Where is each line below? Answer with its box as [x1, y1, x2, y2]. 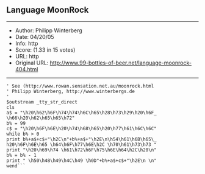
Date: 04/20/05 [15, 33, 54, 40]
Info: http [15, 40, 38, 47]
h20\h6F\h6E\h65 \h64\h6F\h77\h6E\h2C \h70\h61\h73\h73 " [6, 141, 157, 148]
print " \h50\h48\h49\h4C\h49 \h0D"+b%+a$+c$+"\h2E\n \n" [6, 158, 157, 164]
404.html [15, 65, 38, 72]
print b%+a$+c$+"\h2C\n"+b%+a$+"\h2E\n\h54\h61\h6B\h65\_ [6, 136, 157, 142]
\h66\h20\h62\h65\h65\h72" [6, 115, 75, 121]
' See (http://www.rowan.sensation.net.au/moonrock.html [6, 83, 154, 89]
